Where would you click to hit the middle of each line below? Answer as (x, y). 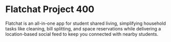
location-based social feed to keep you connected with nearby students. (82, 34)
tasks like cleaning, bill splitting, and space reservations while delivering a (83, 28)
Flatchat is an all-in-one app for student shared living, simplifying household (86, 23)
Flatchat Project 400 (50, 9)
